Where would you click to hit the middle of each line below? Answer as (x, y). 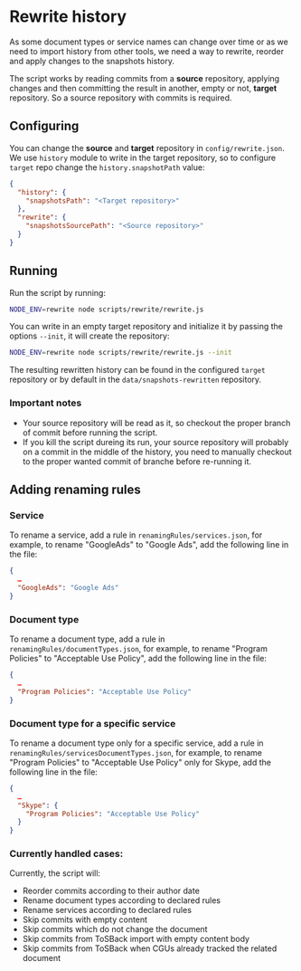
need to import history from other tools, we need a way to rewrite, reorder (147, 51)
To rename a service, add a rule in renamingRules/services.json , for (136, 535)
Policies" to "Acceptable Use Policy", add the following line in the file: (138, 659)
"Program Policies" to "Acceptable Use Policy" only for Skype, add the (140, 762)
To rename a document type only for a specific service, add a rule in (136, 743)
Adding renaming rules (75, 490)
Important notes (46, 403)
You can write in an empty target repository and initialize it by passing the (146, 327)
